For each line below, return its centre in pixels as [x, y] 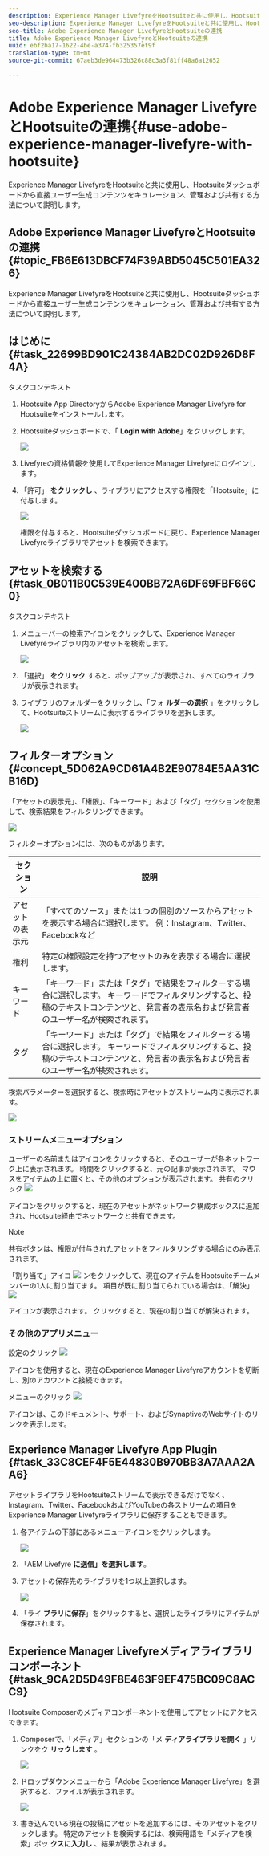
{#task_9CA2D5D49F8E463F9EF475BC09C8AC [132, 1679]
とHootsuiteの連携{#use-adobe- [118, 127]
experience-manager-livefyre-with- [131, 144]
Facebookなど [69, 935]
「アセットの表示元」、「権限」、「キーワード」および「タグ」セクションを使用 [134, 802]
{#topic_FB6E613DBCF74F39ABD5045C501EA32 [134, 260]
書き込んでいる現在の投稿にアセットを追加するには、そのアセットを [132, 1824]
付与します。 [41, 501]
